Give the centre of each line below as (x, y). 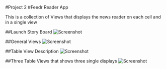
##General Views (23, 41)
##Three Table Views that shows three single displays (61, 61)
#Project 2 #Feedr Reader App (37, 7)
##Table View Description (32, 51)
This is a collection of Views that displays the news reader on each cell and (83, 17)
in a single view (21, 22)
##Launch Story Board (29, 32)
